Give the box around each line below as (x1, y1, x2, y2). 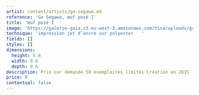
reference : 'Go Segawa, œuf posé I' (6, 14, 97, 20)
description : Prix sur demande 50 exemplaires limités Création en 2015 (6, 69, 190, 75)
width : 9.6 (11, 58, 38, 64)
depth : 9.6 (11, 63, 38, 70)
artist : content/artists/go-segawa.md (6, 8, 102, 15)
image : (6, 25, 23, 31)
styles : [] (6, 42, 33, 48)
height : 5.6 (11, 53, 41, 58)
